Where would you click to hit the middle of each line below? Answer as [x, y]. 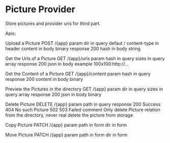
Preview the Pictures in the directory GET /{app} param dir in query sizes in [84, 89]
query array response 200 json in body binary [53, 94]
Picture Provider [40, 9]
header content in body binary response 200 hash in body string [73, 48]
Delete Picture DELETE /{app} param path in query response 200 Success [83, 104]
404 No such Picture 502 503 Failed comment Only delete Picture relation [83, 109]
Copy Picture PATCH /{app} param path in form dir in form [66, 125]
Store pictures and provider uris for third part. [53, 23]
